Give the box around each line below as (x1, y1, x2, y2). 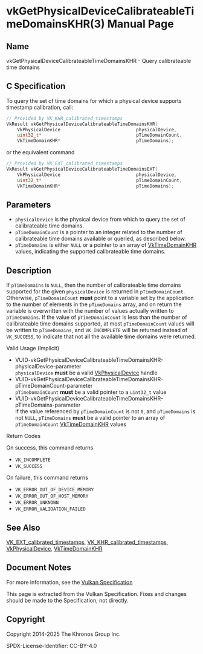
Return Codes (6, 433, 41, 440)
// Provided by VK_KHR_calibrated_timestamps (6, 115, 123, 122)
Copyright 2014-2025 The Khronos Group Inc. (6, 630, 121, 638)
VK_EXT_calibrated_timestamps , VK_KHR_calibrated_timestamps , (6, 538, 169, 546)
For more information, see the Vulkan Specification (6, 578, 133, 586)
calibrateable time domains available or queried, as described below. (14, 235, 186, 243)
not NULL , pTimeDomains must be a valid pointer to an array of (14, 414, 166, 422)
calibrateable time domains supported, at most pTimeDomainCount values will (6, 320, 195, 327)
